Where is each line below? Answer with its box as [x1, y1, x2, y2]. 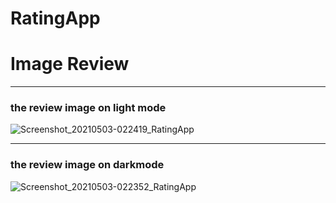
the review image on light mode [10, 101, 167, 115]
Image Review [10, 53, 130, 76]
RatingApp [10, 7, 101, 30]
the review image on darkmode [10, 158, 165, 172]
